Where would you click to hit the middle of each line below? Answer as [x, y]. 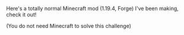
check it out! [21, 15]
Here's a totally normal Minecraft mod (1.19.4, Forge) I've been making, [93, 8]
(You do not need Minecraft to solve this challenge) [69, 26]
